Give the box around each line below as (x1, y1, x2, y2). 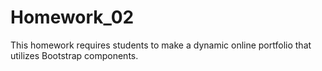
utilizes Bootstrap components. (10, 49, 139, 61)
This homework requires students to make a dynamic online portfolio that (10, 39, 312, 51)
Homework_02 (10, 6, 135, 29)
